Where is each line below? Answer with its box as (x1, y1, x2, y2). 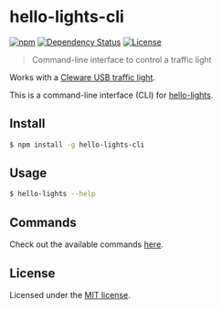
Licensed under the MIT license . (9, 289, 131, 300)
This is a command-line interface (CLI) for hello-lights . (9, 89, 214, 100)
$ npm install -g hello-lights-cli (9, 139, 145, 149)
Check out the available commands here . (9, 239, 164, 250)
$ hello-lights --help (9, 190, 96, 199)
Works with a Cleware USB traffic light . (9, 71, 156, 83)
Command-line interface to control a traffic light (31, 54, 212, 65)
